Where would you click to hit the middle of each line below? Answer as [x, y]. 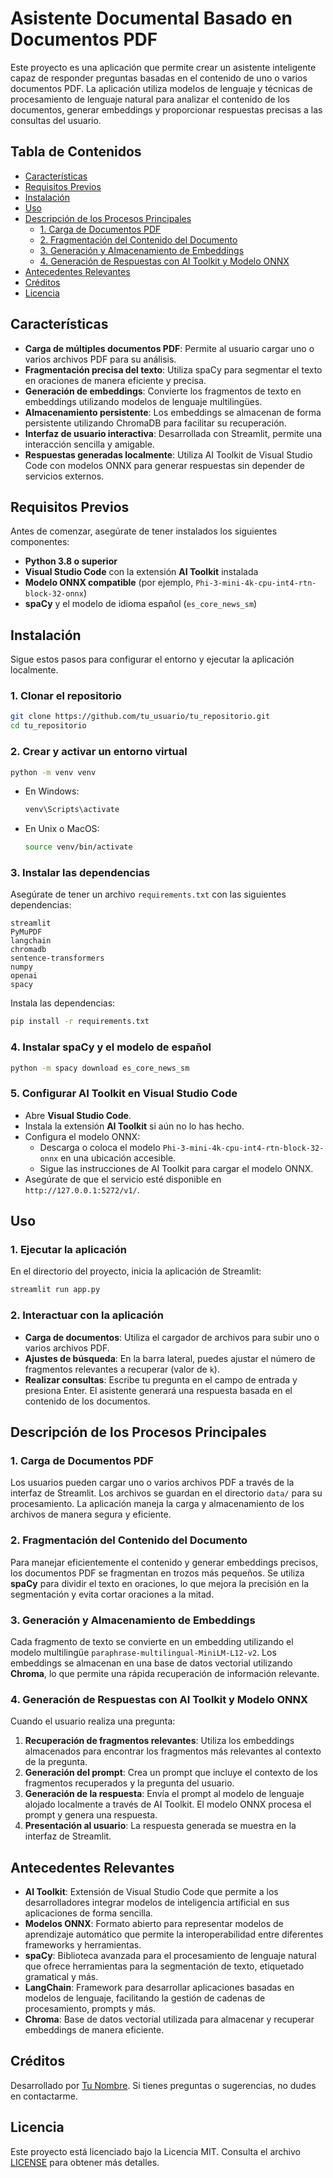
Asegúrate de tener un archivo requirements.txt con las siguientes [148, 894]
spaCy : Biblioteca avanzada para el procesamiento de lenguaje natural [170, 1956]
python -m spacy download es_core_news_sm [100, 1068]
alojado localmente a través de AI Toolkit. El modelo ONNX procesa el [168, 1804]
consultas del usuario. [56, 120]
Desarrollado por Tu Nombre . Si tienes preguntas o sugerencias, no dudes [163, 2085]
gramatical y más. [61, 1977]
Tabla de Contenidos [76, 152]
